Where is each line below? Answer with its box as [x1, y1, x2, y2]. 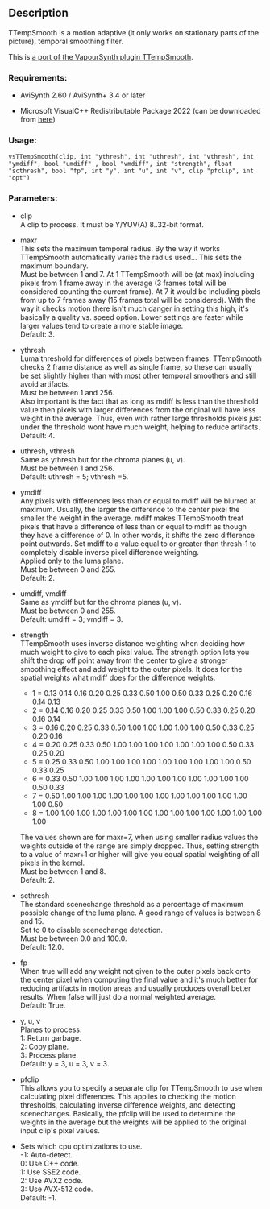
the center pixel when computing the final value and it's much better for [19, 975, 259, 984]
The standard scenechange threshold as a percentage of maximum [19, 899, 244, 909]
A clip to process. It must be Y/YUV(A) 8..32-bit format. [19, 219, 204, 229]
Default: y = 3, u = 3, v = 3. [19, 1058, 110, 1068]
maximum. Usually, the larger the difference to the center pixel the [19, 504, 240, 514]
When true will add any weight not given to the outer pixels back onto [19, 966, 251, 975]
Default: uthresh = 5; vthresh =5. [19, 471, 129, 482]
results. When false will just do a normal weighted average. [19, 992, 216, 1001]
